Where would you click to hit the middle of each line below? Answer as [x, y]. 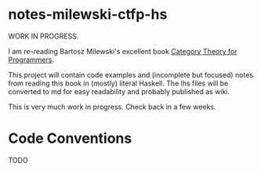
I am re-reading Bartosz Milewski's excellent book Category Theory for [123, 51]
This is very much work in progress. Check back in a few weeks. [112, 107]
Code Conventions [70, 138]
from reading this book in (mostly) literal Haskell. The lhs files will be [118, 83]
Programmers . [31, 60]
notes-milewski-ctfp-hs [88, 15]
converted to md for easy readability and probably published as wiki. [119, 91]
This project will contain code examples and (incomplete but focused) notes [130, 75]
